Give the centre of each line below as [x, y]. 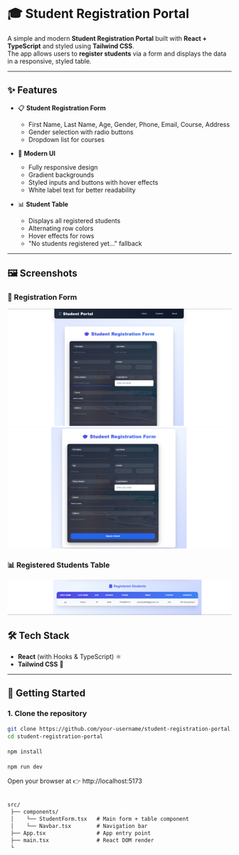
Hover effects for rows [61, 235]
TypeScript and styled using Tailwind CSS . [71, 46]
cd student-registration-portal [55, 737]
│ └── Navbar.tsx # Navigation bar [79, 826]
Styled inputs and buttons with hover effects [93, 182]
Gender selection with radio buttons [81, 132]
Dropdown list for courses [67, 139]
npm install [25, 752]
